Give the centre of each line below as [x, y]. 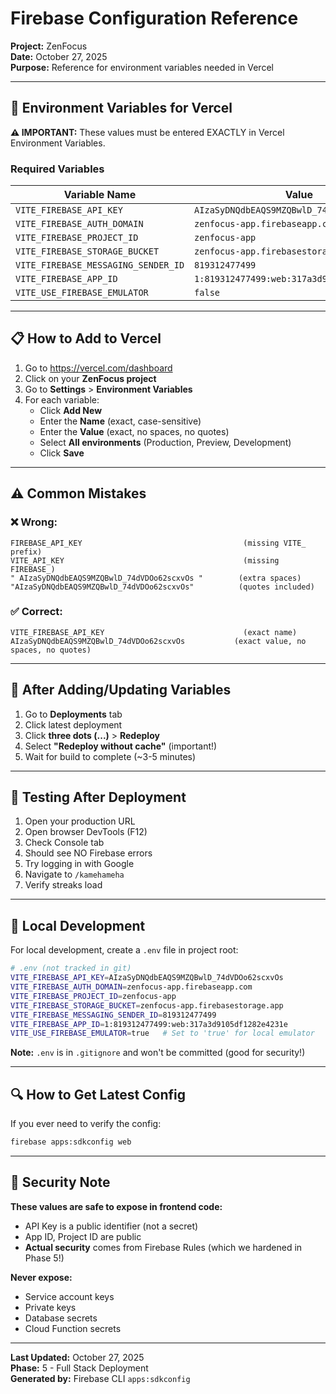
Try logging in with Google [79, 864]
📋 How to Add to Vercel [86, 338]
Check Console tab [64, 843]
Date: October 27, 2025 [59, 56]
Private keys [50, 1307]
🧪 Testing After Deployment [98, 797]
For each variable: [62, 399]
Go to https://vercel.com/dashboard [98, 368]
